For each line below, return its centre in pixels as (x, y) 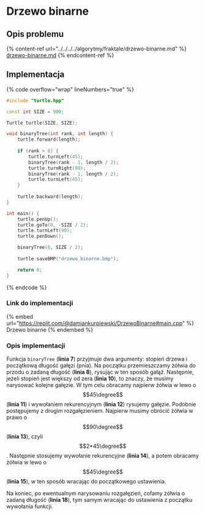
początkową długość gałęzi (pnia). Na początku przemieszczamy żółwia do (101, 365)
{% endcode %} (27, 287)
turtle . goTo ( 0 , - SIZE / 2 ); (53, 225)
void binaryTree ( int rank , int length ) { (60, 134)
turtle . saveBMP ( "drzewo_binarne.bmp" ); (68, 259)
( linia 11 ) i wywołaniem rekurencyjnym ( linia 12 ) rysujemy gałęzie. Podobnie (101, 404)
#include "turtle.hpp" (35, 100)
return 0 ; (30, 270)
